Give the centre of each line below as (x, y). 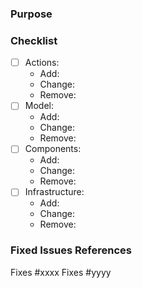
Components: (53, 149)
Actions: (42, 63)
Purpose (31, 14)
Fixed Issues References (71, 250)
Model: (39, 106)
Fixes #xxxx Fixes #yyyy (61, 272)
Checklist (34, 40)
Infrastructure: (54, 192)
